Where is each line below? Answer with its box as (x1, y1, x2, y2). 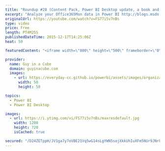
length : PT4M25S (5, 30, 38, 35)
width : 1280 (14, 121, 38, 125)
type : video (5, 21, 29, 26)
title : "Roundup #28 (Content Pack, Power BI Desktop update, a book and (5, 7, 160, 12)
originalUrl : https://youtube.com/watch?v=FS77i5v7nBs (5, 16, 120, 21)
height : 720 (14, 125, 38, 130)
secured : (5, 138, 23, 143)
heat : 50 (5, 39, 23, 44)
